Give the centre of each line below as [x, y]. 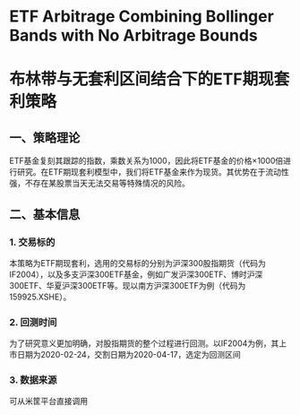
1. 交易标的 [32, 242]
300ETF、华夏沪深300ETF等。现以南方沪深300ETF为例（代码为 [128, 285]
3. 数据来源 [33, 380]
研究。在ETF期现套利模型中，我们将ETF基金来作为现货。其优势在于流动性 [153, 172]
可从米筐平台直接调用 [48, 402]
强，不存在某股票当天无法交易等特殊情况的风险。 [99, 183]
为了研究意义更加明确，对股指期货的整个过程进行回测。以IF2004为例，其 [144, 343]
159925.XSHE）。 [40, 297]
